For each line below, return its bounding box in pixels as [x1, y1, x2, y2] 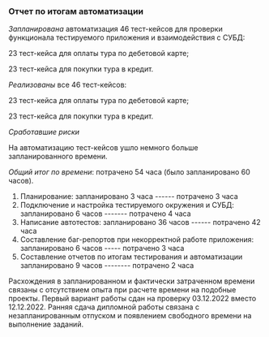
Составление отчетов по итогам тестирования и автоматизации [19, 252, 243, 261]
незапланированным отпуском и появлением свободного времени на [8, 311, 252, 321]
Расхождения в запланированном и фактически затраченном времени [8, 276, 255, 286]
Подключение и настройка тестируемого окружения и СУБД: [19, 201, 235, 210]
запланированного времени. [8, 152, 108, 162]
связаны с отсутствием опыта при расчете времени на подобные [8, 285, 237, 295]
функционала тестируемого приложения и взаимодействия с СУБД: [8, 32, 246, 42]
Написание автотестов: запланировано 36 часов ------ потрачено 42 [19, 218, 261, 227]
